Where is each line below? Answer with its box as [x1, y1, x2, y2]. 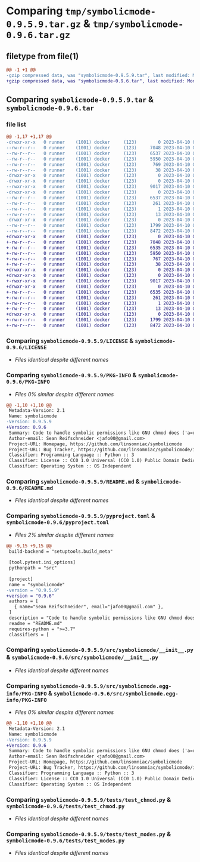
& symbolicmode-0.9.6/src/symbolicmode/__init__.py [6, 653, 159, 661]
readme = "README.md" [8, 620, 62, 626]
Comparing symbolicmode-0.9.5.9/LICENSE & [6, 336, 134, 344]
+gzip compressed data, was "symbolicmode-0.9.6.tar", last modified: [6, 78, 185, 84]
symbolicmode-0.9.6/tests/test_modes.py [6, 837, 125, 844]
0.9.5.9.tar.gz [6, 19, 82, 30]
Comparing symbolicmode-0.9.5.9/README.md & [6, 477, 140, 485]
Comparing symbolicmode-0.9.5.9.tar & [6, 94, 154, 105]
